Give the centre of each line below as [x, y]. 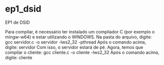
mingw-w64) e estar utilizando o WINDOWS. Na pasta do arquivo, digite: [79, 37]
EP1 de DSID [18, 22]
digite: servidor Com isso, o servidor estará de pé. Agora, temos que [74, 47]
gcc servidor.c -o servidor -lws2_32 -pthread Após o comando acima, [76, 42]
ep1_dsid [23, 9]
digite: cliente [19, 57]
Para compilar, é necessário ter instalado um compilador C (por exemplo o [80, 32]
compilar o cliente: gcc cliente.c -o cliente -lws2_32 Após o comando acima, [82, 52]
